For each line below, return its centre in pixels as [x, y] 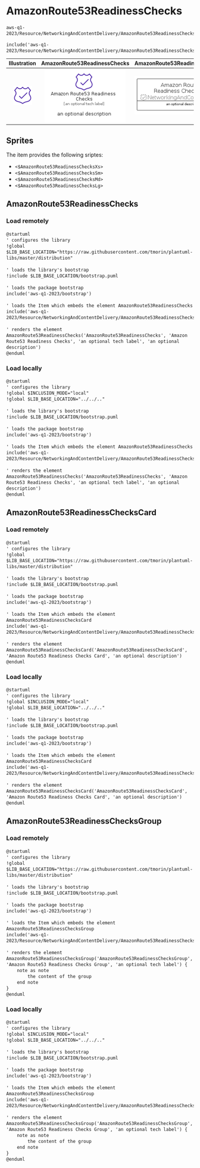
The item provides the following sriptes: [55, 155]
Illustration [23, 63]
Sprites [20, 140]
